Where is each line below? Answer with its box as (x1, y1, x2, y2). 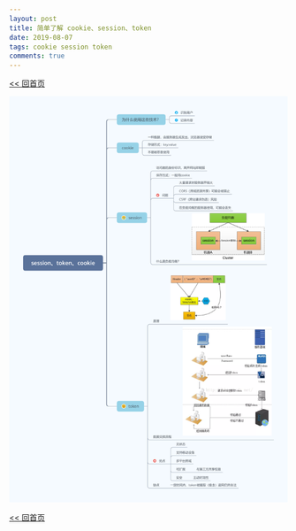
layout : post (9, 14, 57, 23)
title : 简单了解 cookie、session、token (9, 23, 152, 33)
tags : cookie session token (9, 42, 113, 51)
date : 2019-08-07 (9, 33, 73, 42)
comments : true (9, 51, 65, 61)
